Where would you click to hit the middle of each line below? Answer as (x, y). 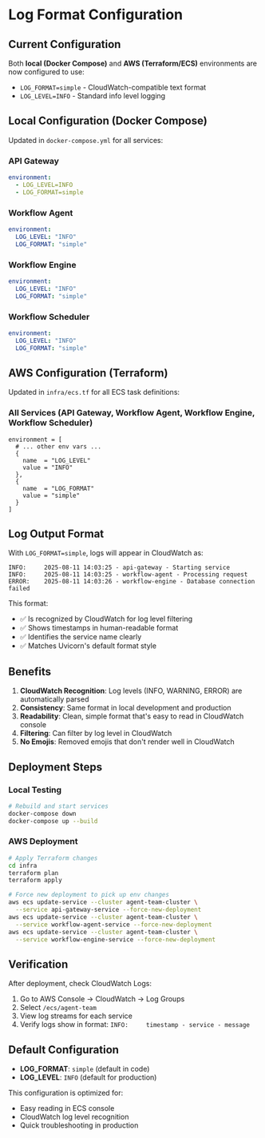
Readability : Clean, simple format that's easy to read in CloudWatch (132, 716)
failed (19, 589)
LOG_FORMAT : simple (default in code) (85, 1069)
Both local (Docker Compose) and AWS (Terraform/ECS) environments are (133, 63)
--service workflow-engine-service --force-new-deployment (116, 939)
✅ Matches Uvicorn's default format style (88, 646)
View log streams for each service (76, 1016)
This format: (28, 603)
